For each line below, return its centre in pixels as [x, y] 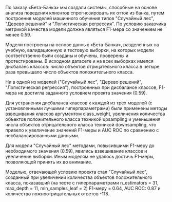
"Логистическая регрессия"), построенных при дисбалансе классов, [82, 87]
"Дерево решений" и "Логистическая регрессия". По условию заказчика [86, 24]
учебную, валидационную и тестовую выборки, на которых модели [80, 50]
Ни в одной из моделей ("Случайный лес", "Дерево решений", [74, 82]
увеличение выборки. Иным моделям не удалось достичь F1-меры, [80, 157]
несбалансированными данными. [42, 135]
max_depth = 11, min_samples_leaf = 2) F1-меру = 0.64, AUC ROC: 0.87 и [83, 188]
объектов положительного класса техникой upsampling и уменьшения [83, 119]
